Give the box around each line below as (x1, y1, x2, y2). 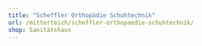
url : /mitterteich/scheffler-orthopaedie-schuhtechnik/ (8, 19, 194, 27)
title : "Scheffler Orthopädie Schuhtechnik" (8, 11, 156, 19)
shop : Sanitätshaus (8, 26, 72, 34)
